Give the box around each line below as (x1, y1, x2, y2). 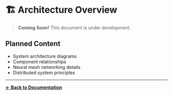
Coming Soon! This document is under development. (18, 24, 131, 31)
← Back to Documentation (5, 84, 62, 90)
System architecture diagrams (12, 53, 77, 59)
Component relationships (12, 59, 66, 65)
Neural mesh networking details (12, 64, 81, 70)
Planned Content (5, 40, 61, 48)
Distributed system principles (12, 69, 76, 75)
